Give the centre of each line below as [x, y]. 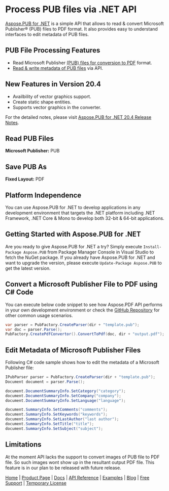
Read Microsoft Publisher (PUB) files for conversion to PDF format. [82, 63]
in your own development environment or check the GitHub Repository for [82, 310]
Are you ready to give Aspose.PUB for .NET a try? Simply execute [74, 246]
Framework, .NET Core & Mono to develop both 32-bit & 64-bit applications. [85, 218]
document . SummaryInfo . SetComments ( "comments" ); [57, 410]
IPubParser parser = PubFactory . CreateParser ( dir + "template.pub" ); [80, 377]
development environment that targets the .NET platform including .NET [80, 213]
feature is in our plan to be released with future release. [63, 468]
